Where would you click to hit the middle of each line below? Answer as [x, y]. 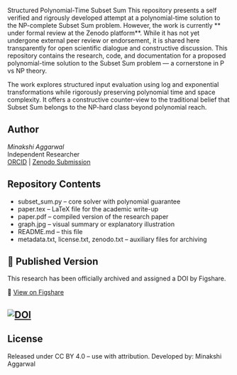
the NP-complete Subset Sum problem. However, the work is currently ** [114, 25]
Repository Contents [54, 184]
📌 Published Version [53, 262]
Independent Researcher [44, 154]
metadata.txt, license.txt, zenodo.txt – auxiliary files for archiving [112, 239]
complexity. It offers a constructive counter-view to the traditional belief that [118, 100]
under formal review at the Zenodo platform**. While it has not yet [104, 33]
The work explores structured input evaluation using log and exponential [113, 84]
